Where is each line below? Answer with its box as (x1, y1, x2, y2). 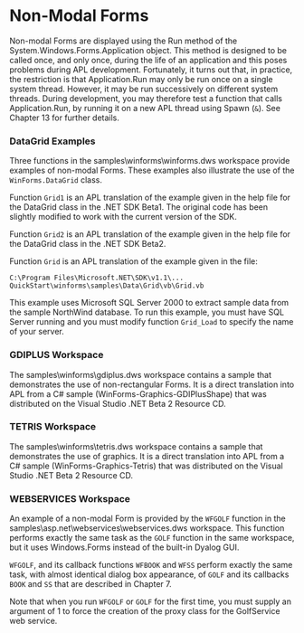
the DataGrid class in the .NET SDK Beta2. (9, 239, 166, 250)
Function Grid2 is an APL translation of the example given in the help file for (9, 229, 291, 240)
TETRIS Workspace (9, 420, 97, 433)
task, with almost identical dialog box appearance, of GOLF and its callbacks (9, 569, 290, 580)
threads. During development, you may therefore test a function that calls (9, 92, 283, 104)
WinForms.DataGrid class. (9, 175, 102, 185)
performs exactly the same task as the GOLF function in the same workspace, (9, 533, 295, 543)
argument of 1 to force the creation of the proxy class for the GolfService (9, 606, 280, 617)
